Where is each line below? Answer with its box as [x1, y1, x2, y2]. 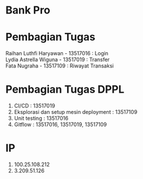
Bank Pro [5, 4, 51, 17]
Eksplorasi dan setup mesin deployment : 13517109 [14, 109, 138, 116]
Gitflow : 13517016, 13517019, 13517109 [14, 121, 107, 128]
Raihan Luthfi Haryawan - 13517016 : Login [5, 50, 109, 57]
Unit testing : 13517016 [14, 115, 69, 122]
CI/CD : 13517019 [14, 102, 55, 109]
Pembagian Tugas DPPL [5, 83, 125, 96]
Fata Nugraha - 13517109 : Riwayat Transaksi [5, 62, 114, 69]
